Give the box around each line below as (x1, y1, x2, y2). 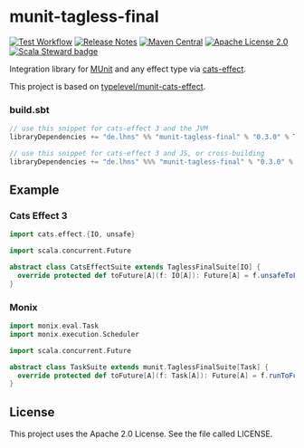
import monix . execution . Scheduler (9, 329, 140, 338)
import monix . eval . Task (9, 321, 100, 331)
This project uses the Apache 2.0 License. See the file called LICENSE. (9, 428, 273, 440)
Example (9, 183, 60, 198)
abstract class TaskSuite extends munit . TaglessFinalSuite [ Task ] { (9, 362, 270, 372)
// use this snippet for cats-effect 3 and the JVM (9, 124, 208, 133)
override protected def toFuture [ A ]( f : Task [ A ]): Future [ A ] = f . (17, 371, 270, 380)
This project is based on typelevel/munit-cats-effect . (9, 81, 206, 91)
